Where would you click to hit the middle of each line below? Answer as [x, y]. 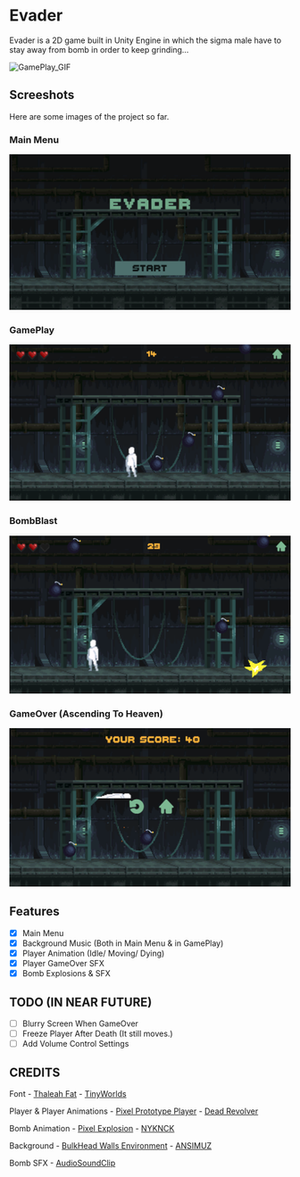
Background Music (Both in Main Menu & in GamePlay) [123, 943]
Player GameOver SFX [63, 964]
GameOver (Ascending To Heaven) [86, 713]
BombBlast [33, 521]
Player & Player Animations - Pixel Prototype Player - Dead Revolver [134, 1111]
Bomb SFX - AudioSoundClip [62, 1163]
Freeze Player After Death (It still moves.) [97, 1034]
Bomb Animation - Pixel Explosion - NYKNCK [92, 1128]
